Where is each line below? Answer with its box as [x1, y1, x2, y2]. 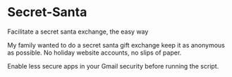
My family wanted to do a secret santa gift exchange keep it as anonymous [7, 41, 226, 49]
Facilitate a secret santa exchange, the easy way [7, 27, 149, 36]
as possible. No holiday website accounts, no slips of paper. [7, 48, 182, 57]
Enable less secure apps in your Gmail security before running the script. [7, 62, 219, 70]
